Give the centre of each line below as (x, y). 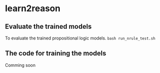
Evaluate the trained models (48, 27)
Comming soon (20, 65)
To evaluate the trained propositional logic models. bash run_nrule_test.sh (80, 38)
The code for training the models (56, 53)
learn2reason (33, 9)
